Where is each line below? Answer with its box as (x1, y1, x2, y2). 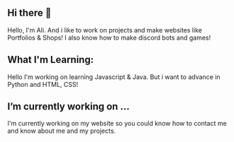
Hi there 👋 (7, 7, 52, 19)
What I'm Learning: (7, 54, 94, 66)
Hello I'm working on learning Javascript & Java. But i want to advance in (7, 72, 221, 81)
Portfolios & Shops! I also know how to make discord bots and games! (7, 33, 211, 42)
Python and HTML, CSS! (7, 80, 79, 88)
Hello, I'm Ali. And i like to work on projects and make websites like (7, 25, 202, 34)
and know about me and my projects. (7, 126, 116, 135)
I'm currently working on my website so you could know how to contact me (7, 119, 227, 128)
